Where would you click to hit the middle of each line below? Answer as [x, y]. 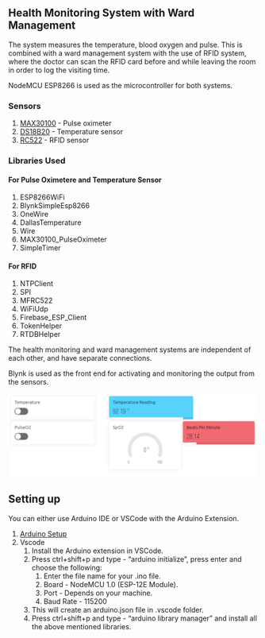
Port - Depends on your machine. [98, 593]
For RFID [23, 266]
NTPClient [36, 284]
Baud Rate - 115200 [75, 601]
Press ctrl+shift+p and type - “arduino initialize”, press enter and [136, 559]
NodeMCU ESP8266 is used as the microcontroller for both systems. [120, 85]
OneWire [34, 215]
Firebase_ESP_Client [53, 318]
